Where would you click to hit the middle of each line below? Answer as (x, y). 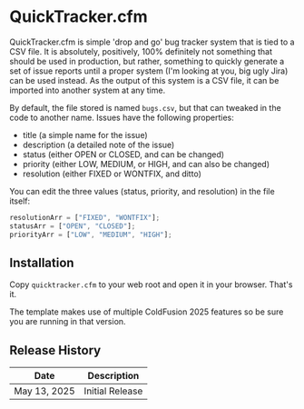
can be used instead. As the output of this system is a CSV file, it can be (144, 80)
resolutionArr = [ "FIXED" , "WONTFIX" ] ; (85, 217)
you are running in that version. (68, 322)
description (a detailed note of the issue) (98, 145)
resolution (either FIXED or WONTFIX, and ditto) (112, 174)
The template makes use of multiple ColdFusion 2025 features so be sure (147, 312)
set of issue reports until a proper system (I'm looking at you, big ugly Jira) (149, 71)
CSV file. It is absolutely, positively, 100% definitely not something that (141, 51)
